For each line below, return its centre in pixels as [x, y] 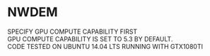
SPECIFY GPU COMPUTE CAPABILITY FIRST [72, 31]
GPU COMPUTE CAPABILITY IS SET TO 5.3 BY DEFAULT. [90, 38]
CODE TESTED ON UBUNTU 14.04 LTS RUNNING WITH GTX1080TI [105, 46]
